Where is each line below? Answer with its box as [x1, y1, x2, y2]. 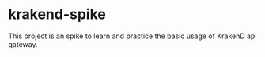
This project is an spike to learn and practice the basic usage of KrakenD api [8, 31, 257, 41]
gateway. [8, 39, 38, 48]
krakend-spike [8, 5, 107, 23]
